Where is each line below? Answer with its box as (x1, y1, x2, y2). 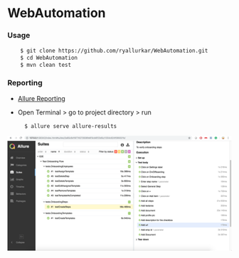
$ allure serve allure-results (24, 122, 117, 129)
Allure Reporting (17, 94, 65, 102)
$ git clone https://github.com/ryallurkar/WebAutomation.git (20, 48, 208, 55)
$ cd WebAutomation (20, 55, 78, 62)
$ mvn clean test (20, 62, 72, 69)
